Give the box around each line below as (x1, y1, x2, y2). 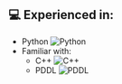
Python (21, 35, 49, 47)
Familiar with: (21, 45, 71, 56)
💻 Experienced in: (8, 7, 114, 23)
